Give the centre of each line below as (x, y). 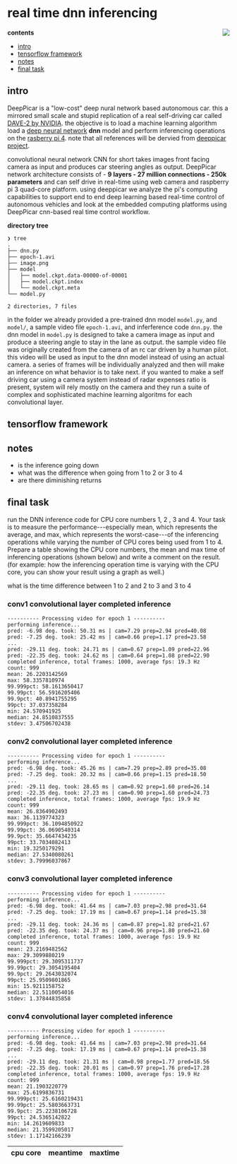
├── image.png (28, 263)
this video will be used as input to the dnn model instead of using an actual (116, 357)
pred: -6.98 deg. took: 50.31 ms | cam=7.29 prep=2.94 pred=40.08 (107, 631)
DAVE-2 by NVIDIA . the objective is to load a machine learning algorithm (112, 123)
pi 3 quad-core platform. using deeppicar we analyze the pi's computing (113, 189)
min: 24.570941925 (34, 711)
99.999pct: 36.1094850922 (45, 824)
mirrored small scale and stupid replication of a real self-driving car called (115, 115)
